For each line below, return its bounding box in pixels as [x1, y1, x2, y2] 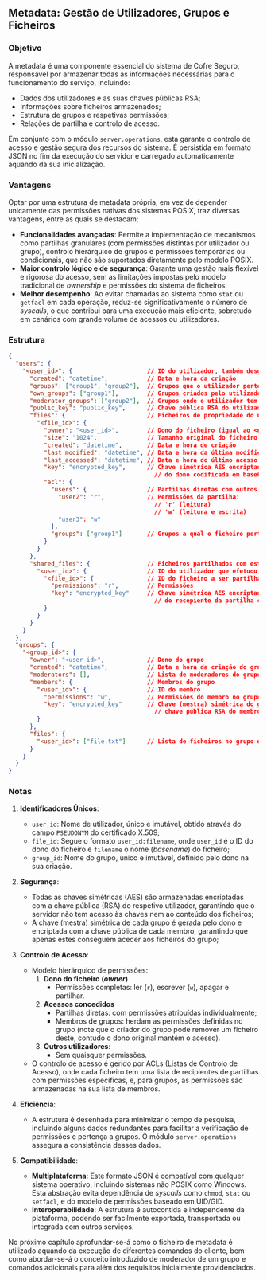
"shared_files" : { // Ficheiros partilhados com [29, 559, 247, 568]
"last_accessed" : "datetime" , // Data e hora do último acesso [43, 456, 258, 464]
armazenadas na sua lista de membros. [31, 1084, 161, 1094]
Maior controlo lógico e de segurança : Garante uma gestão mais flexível [19, 263, 259, 273]
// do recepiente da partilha [153, 597, 254, 605]
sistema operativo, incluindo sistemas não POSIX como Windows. [31, 1180, 247, 1189]
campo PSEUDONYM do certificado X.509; [31, 828, 161, 837]
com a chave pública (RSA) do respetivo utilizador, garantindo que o [31, 901, 255, 910]
